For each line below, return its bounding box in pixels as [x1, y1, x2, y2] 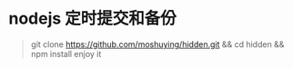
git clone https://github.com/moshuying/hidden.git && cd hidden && [30, 38, 285, 50]
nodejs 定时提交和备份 [8, 8, 177, 29]
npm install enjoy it [30, 48, 102, 59]
